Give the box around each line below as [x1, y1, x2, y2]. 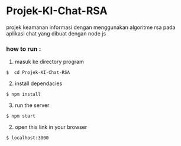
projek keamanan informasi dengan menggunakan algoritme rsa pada [6, 24, 176, 31]
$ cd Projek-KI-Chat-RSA [6, 70, 70, 76]
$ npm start [6, 113, 35, 119]
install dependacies [14, 80, 63, 87]
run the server [14, 102, 50, 109]
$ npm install [6, 92, 41, 98]
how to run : [6, 44, 41, 53]
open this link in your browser [14, 124, 88, 131]
